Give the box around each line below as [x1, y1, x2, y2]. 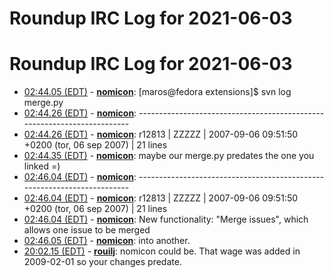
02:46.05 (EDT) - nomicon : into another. [23, 235, 191, 247]
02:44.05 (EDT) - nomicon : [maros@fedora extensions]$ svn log [23, 86, 292, 98]
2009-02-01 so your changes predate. [23, 256, 182, 268]
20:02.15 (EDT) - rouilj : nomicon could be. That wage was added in [23, 245, 301, 257]
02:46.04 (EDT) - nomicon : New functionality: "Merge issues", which [23, 213, 309, 226]
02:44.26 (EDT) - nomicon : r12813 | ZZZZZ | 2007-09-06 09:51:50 [23, 128, 299, 141]
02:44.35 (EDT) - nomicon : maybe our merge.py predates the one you [23, 150, 315, 162]
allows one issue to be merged [23, 224, 151, 236]
